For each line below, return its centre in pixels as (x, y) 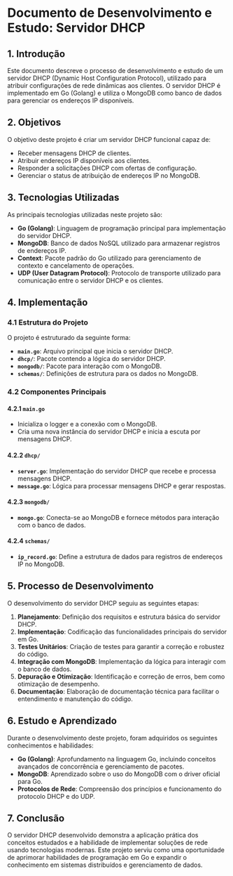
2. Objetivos (34, 123)
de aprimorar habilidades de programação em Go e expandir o (97, 858)
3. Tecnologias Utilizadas (63, 198)
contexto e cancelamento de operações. (76, 266)
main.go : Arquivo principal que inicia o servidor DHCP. (95, 351)
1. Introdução (36, 54)
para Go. (30, 781)
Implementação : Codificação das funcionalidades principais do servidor (122, 632)
